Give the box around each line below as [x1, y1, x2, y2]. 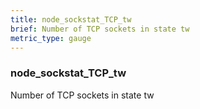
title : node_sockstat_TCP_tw [10, 14, 132, 25]
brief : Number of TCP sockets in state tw [10, 24, 190, 34]
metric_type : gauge [10, 33, 92, 43]
